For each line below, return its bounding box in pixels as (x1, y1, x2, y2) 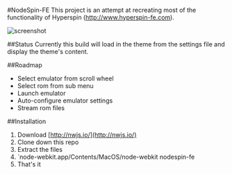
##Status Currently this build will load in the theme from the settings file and (7, 40, 226, 48)
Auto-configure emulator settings (17, 96, 113, 105)
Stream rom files (17, 104, 65, 112)
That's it (17, 160, 42, 168)
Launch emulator (17, 89, 66, 97)
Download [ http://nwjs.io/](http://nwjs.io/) (17, 131, 137, 139)
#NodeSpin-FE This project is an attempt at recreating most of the (7, 6, 197, 14)
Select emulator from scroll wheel (17, 74, 114, 82)
